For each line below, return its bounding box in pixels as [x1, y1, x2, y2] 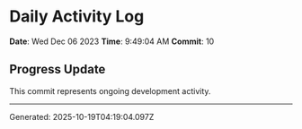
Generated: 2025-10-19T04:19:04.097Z [9, 111, 155, 122]
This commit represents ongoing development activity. [9, 85, 211, 96]
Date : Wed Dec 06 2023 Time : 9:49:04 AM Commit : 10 [9, 36, 215, 47]
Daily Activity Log [9, 6, 145, 27]
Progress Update [9, 62, 106, 77]
